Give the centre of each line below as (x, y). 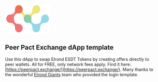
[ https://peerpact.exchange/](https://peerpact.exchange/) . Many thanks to (79, 69)
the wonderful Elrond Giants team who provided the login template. (72, 74)
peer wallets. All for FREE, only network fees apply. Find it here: (68, 64)
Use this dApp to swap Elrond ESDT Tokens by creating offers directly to (77, 59)
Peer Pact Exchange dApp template (59, 48)
